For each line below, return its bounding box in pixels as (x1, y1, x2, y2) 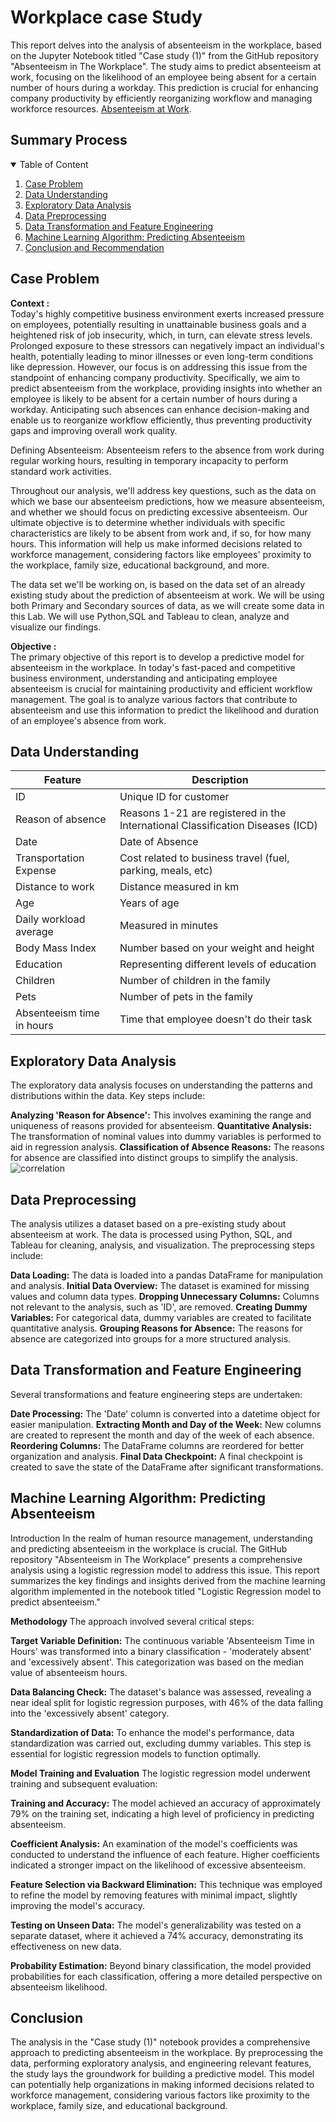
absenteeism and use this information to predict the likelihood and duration (10, 704, 319, 716)
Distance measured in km (119, 880, 240, 894)
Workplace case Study (10, 6, 203, 29)
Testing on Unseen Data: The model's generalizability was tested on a (10, 1919, 302, 1931)
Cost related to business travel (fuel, (119, 851, 290, 865)
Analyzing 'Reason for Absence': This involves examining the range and (10, 1109, 312, 1121)
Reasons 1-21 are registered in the (119, 806, 287, 820)
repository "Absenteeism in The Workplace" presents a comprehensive (10, 1553, 303, 1565)
